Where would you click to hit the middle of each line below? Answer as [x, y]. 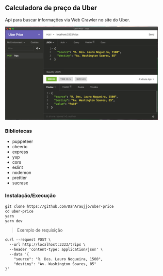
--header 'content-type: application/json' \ [56, 249]
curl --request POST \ [28, 239]
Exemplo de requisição [40, 230]
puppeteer [22, 141]
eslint [17, 167]
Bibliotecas [19, 131]
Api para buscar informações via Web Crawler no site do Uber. [67, 20]
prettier [19, 178]
